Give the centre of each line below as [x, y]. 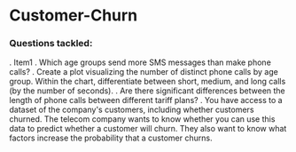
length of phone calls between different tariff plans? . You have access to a [146, 100]
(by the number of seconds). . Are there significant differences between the [147, 91]
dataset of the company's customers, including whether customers [132, 110]
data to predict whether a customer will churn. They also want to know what [148, 129]
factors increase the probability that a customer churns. [111, 138]
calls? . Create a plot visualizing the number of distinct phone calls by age [144, 72]
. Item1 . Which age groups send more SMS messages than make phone [140, 62]
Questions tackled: [51, 44]
